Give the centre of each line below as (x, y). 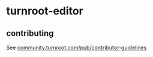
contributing (30, 33)
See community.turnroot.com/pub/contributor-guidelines (76, 47)
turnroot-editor (45, 11)
